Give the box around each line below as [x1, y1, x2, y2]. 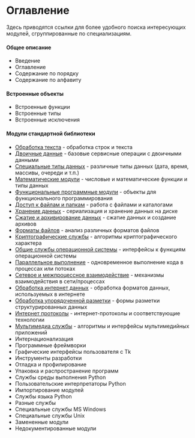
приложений [14, 328, 47, 336]
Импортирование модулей [14, 386, 84, 393]
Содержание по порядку [14, 70, 79, 77]
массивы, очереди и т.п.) [14, 169, 80, 176]
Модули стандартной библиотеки [6, 130, 96, 137]
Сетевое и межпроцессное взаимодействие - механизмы [14, 271, 164, 279]
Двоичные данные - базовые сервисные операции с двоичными [14, 150, 182, 157]
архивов [14, 220, 37, 227]
